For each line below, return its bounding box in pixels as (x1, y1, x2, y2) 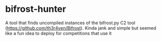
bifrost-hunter (5, 3, 66, 15)
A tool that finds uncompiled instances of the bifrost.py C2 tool (5, 20, 136, 26)
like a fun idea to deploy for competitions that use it (5, 30, 112, 36)
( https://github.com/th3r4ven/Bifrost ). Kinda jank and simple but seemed (5, 25, 156, 31)
